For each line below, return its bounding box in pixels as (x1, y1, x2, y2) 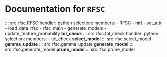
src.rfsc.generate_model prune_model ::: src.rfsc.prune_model (5, 46, 135, 52)
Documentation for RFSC (5, 3, 105, 15)
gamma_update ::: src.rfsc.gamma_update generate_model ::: (5, 41, 134, 47)
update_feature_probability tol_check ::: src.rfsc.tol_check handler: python (5, 30, 159, 36)
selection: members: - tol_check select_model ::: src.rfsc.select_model (5, 36, 151, 42)
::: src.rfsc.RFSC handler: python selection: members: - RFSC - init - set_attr (5, 20, 162, 26)
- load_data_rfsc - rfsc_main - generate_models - (5, 25, 107, 31)
